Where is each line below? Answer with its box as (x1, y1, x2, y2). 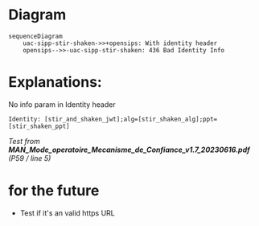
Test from (8, 136, 40, 146)
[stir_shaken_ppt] (8, 122, 70, 130)
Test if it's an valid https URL (19, 208, 115, 218)
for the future (8, 182, 100, 200)
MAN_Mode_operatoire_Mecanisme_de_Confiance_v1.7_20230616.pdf (8, 145, 251, 154)
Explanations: (8, 73, 102, 92)
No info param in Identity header (8, 99, 116, 109)
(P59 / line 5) (8, 153, 51, 162)
